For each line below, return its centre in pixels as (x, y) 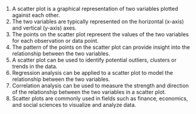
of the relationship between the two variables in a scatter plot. (89, 92)
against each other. (36, 15)
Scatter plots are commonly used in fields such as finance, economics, (100, 98)
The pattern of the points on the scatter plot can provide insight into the (101, 47)
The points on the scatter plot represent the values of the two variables (100, 34)
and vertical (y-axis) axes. (44, 28)
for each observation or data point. (55, 41)
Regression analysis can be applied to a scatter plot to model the (92, 73)
